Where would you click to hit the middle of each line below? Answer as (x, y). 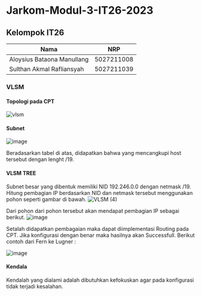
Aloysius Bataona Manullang (49, 59)
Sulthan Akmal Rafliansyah (47, 69)
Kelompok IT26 (35, 33)
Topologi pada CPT (31, 101)
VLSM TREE (21, 173)
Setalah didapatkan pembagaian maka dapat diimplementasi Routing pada (98, 228)
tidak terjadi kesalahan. (35, 286)
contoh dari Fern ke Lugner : (41, 241)
